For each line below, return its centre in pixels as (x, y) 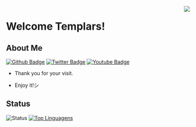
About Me (24, 48)
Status (18, 104)
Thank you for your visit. (44, 73)
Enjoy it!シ (27, 85)
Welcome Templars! (56, 27)
